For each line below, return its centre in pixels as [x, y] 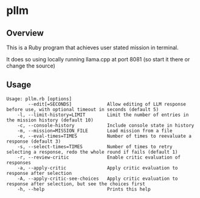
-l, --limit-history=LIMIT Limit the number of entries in [103, 115]
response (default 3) [34, 141]
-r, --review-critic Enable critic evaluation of [99, 157]
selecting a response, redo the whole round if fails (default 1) [92, 152]
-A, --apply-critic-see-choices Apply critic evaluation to [98, 179]
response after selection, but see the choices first [76, 184]
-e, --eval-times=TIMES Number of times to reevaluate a [104, 136]
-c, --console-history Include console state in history [106, 125]
